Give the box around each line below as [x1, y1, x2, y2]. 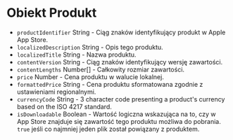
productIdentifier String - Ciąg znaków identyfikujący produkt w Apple [16, 28, 226, 36]
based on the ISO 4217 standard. [16, 102, 112, 111]
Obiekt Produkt [6, 5, 97, 21]
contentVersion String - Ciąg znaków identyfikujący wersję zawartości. [16, 57, 223, 66]
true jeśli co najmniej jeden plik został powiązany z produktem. [16, 125, 200, 133]
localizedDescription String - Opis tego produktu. [16, 43, 163, 51]
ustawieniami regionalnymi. [16, 87, 96, 96]
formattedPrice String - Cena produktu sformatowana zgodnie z [16, 80, 203, 88]
